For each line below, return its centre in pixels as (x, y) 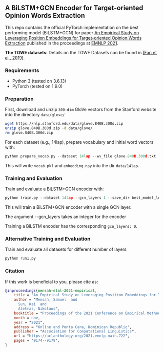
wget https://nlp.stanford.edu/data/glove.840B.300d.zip (64, 124)
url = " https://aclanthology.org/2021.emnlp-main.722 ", (72, 336)
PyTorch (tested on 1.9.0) (37, 86)
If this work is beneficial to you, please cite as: (52, 282)
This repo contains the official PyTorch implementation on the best (72, 27)
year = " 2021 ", (29, 322)
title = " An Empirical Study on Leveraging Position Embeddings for (85, 295)
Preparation (20, 99)
